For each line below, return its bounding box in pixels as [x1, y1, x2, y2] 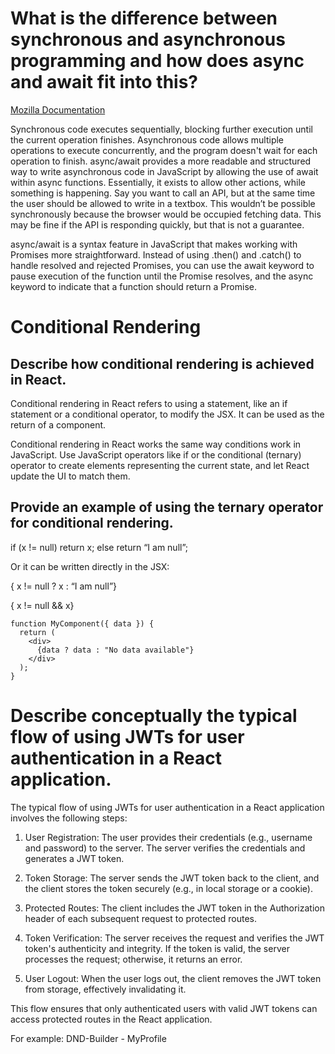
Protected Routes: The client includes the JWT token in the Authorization [24, 902, 325, 914]
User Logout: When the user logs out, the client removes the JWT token [24, 972, 322, 984]
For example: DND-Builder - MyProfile [10, 1032, 167, 1044]
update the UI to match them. [10, 470, 131, 482]
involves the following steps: [10, 812, 128, 824]
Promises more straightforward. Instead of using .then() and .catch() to [10, 248, 302, 261]
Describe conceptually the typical [10, 704, 298, 727]
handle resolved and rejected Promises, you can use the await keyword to [10, 259, 315, 271]
